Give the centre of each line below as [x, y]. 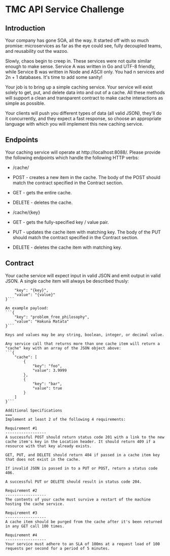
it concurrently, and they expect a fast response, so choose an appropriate [83, 119]
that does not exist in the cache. [43, 459]
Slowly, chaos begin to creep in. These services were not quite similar [78, 61]
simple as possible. [25, 103]
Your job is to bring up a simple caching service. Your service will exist [79, 87]
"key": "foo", [47, 366]
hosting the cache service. [35, 504]
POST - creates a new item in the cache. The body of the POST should [87, 177]
